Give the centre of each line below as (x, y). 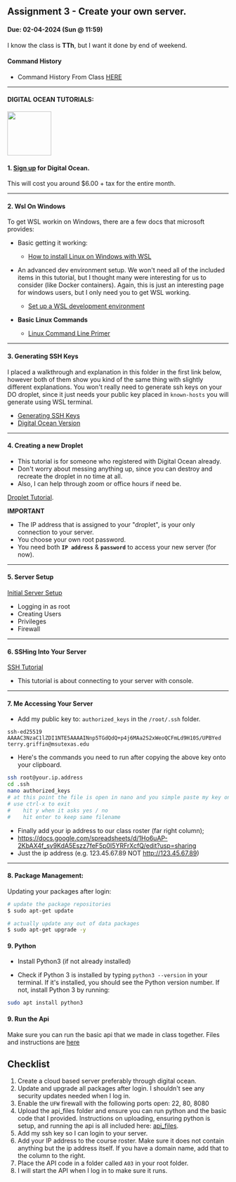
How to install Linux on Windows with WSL (90, 257)
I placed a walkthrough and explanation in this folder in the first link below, (114, 371)
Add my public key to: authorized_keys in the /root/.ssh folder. (109, 719)
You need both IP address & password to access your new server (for (117, 547)
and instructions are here (44, 1042)
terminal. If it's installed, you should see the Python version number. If (118, 983)
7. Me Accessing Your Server (50, 704)
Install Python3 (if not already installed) (74, 961)
